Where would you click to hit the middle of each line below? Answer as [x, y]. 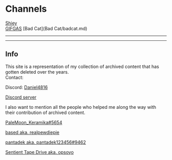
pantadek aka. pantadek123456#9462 [46, 142]
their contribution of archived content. [45, 112]
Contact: [15, 77]
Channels [26, 9]
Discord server [21, 97]
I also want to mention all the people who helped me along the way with [81, 107]
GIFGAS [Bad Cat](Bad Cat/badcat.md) [46, 28]
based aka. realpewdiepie [33, 132]
